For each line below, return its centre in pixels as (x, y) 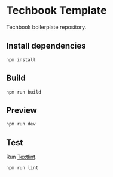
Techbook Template (56, 10)
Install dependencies (46, 46)
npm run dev (21, 124)
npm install (21, 60)
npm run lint (22, 168)
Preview (22, 110)
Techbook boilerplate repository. (46, 27)
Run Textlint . (22, 157)
